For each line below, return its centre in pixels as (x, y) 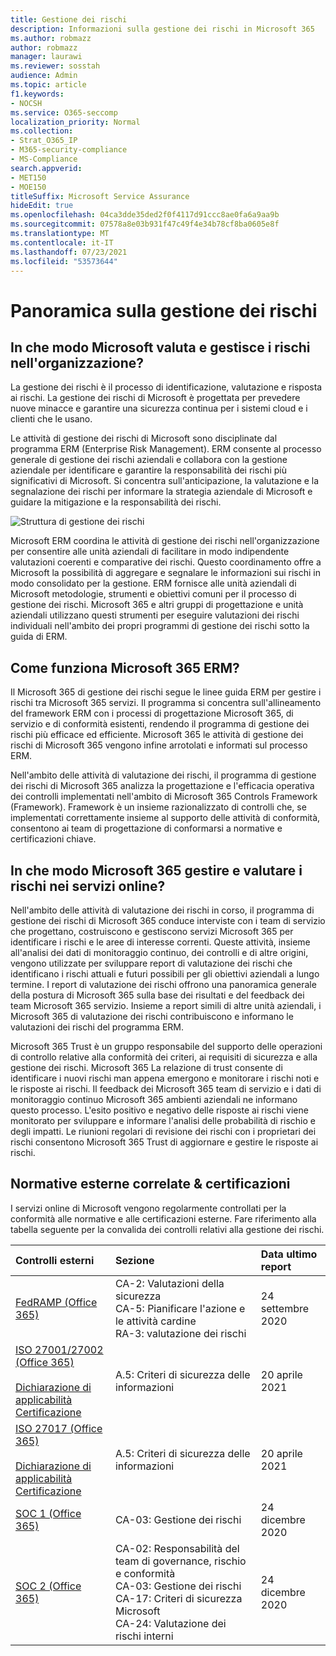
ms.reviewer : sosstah (55, 66)
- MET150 (28, 177)
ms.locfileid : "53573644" (64, 261)
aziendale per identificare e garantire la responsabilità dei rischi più (148, 470)
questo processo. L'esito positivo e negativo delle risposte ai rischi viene (159, 1110)
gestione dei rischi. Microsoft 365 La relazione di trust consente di (146, 1067)
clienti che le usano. (51, 419)
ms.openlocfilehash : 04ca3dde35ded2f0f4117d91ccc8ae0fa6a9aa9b (145, 215)
